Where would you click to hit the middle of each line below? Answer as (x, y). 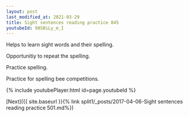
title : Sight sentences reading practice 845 (62, 22)
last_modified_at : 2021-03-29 (43, 17)
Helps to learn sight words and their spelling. (60, 45)
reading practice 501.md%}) (40, 108)
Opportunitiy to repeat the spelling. (48, 56)
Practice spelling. (27, 68)
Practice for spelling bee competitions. (53, 79)
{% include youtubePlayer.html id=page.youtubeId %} (71, 90)
